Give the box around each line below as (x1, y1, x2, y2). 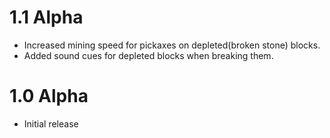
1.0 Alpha (9, 85, 89, 108)
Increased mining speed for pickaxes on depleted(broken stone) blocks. (23, 39, 321, 51)
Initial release (23, 117, 79, 130)
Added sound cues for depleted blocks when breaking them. (23, 49, 274, 61)
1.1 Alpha (9, 6, 84, 29)
